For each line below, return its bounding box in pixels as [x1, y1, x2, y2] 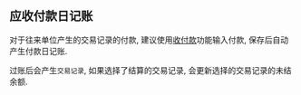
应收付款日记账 [9, 8, 93, 24]
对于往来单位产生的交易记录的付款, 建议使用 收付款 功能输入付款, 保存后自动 [9, 34, 288, 45]
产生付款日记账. [9, 45, 68, 56]
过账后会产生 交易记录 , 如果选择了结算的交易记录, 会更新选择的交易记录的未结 [9, 64, 292, 75]
